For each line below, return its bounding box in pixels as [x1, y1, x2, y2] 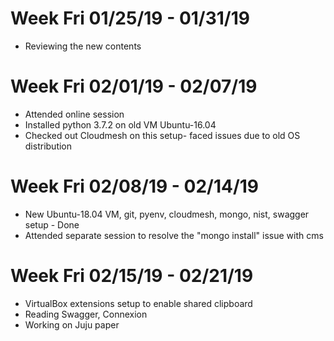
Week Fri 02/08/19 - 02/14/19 [10, 175, 260, 198]
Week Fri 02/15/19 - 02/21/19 [10, 265, 254, 287]
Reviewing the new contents [24, 40, 142, 52]
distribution [24, 140, 73, 152]
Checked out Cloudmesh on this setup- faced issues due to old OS [24, 129, 301, 141]
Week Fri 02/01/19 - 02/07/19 [10, 75, 258, 98]
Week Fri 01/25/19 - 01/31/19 [10, 7, 250, 30]
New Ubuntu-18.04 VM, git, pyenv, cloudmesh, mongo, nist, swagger [24, 208, 310, 220]
